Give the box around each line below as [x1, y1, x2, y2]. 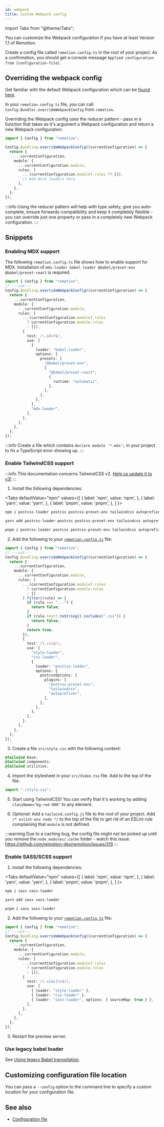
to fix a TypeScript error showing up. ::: [5, 448, 84, 453]
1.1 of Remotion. [5, 40, 37, 45]
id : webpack [5, 7, 29, 12]
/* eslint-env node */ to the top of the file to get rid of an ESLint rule [12, 816, 153, 822]
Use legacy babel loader [5, 1046, 64, 1053]
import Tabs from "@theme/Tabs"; [5, 25, 75, 31]
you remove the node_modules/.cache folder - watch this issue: [5, 836, 130, 842]
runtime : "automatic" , [53, 379, 99, 384]
